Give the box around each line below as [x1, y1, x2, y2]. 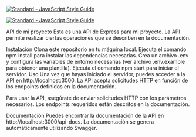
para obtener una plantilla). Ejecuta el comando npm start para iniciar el [6, 64, 179, 71]
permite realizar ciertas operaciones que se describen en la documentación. [6, 35, 191, 41]
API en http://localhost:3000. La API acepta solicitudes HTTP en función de [6, 77, 188, 84]
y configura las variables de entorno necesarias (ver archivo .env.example [6, 59, 185, 65]
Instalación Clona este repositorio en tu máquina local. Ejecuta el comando [6, 46, 187, 53]
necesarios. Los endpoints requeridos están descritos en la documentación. [6, 101, 190, 108]
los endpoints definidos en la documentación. [6, 83, 116, 90]
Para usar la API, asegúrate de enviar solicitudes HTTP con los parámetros [6, 94, 187, 101]
